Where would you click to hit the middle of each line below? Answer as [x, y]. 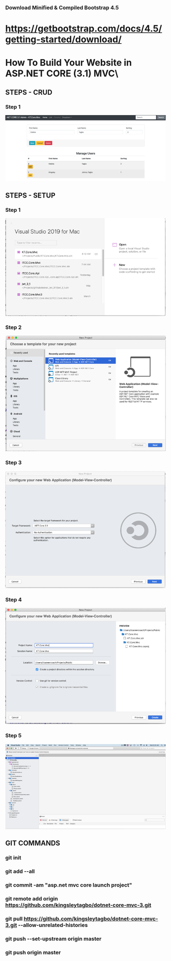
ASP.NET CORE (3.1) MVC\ [62, 74]
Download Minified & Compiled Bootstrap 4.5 [62, 8]
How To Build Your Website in [69, 63]
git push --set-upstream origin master [53, 939]
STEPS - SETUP [30, 195]
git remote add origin [32, 898]
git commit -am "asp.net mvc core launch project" [69, 885]
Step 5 [13, 736]
